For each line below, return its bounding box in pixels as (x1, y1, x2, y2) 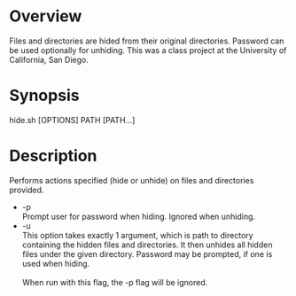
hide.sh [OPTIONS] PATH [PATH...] (9, 114, 136, 125)
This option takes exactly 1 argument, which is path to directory (21, 230, 254, 240)
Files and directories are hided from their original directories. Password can (9, 35, 284, 46)
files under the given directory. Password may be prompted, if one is (21, 248, 273, 259)
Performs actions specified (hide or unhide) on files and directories (9, 175, 254, 185)
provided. (9, 184, 44, 195)
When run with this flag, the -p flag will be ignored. (21, 277, 208, 287)
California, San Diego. (9, 54, 89, 65)
